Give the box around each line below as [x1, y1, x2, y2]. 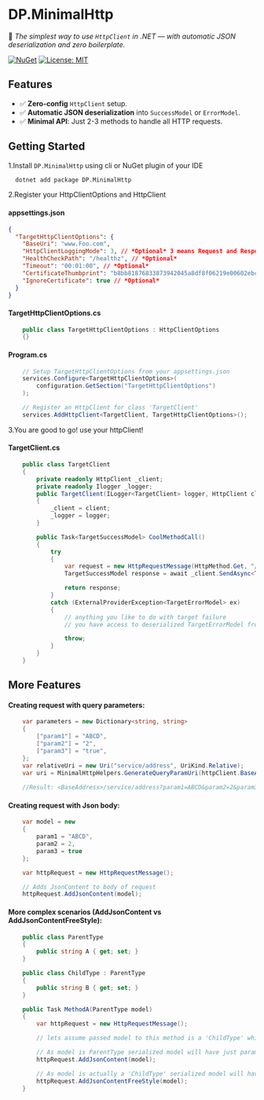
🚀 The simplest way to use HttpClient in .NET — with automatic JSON [8, 31, 236, 41]
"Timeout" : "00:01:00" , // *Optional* [22, 262, 149, 270]
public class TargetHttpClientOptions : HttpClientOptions [22, 326, 220, 333]
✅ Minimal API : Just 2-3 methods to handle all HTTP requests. [19, 116, 223, 126]
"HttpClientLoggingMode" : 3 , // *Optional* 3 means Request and [22, 248, 237, 256]
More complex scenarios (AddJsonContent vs [8, 907, 162, 917]
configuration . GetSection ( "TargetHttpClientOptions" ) [36, 382, 216, 390]
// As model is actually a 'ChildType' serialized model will [36, 1069, 244, 1078]
